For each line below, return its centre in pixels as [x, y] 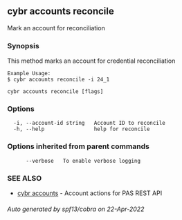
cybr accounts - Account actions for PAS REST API [90, 193]
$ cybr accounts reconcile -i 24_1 [58, 80]
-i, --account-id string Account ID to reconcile [90, 123]
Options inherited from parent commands [79, 146]
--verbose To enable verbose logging [83, 161]
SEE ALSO [25, 178]
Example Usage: [29, 74]
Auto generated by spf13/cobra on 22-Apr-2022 [76, 209]
